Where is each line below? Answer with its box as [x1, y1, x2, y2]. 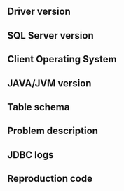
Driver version [7, 6, 71, 18]
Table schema [7, 101, 70, 113]
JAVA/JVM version [7, 77, 92, 89]
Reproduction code [7, 173, 93, 185]
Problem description [7, 125, 98, 137]
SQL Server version [7, 29, 94, 41]
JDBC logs [7, 149, 54, 161]
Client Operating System [7, 53, 117, 65]
